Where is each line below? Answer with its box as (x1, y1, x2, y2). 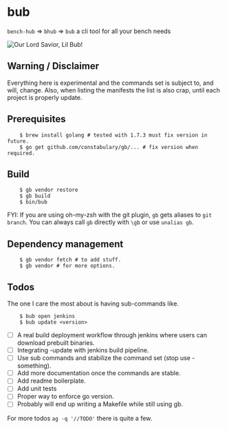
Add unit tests (17, 384, 57, 393)
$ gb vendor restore (19, 187, 78, 194)
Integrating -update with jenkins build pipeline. (17, 346, 149, 355)
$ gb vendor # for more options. (19, 263, 116, 270)
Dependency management (7, 238, 124, 250)
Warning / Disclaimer (7, 60, 100, 72)
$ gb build (19, 192, 51, 200)
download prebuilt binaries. (17, 339, 95, 347)
